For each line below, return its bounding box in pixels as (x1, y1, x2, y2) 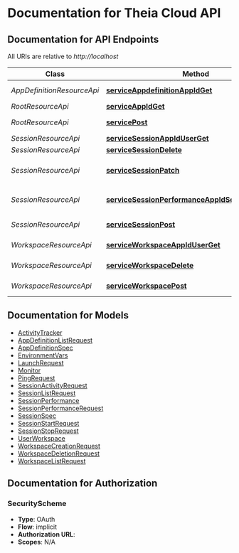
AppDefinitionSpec (17, 343, 73, 352)
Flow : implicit (17, 522, 58, 531)
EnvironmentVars (17, 350, 68, 360)
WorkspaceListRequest (17, 456, 86, 465)
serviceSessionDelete (105, 145, 183, 154)
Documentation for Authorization (7, 478, 158, 490)
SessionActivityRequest (17, 381, 87, 390)
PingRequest (17, 373, 55, 382)
